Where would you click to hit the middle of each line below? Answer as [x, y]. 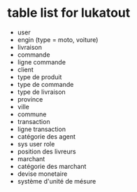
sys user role [36, 144]
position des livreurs [46, 151]
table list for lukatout [69, 13]
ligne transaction [42, 129]
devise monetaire [42, 174]
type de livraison [42, 92]
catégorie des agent [46, 136]
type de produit [39, 77]
